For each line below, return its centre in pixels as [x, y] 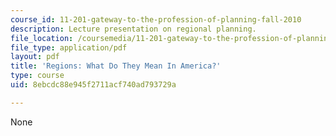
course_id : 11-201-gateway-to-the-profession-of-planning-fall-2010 [156, 19]
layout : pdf [35, 57]
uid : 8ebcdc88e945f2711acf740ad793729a [93, 85]
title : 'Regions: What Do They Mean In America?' [116, 66]
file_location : [42, 38]
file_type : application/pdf [69, 47]
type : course [37, 76]
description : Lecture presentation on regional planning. [133, 29]
